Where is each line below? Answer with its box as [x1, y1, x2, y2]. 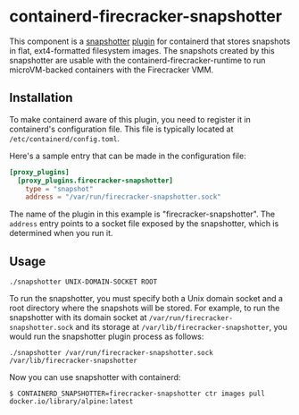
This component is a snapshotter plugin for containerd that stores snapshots [9, 36, 291, 47]
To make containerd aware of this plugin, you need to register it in [9, 114, 252, 124]
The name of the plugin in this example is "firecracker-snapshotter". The [9, 208, 275, 220]
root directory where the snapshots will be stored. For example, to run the [9, 302, 280, 314]
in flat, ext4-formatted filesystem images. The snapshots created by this [9, 45, 275, 55]
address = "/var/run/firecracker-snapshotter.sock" [25, 192, 221, 202]
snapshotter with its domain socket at [9, 312, 147, 323]
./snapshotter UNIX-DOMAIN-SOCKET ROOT [9, 277, 158, 287]
